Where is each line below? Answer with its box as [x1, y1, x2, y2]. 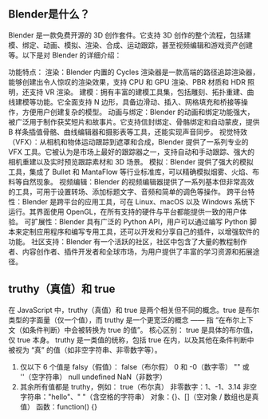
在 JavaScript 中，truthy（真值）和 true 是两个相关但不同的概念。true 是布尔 [8, 305, 260, 314]
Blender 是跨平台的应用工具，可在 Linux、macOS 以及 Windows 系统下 [22, 196, 256, 206]
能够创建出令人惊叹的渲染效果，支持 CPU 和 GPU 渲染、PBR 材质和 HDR [8, 77, 246, 86]
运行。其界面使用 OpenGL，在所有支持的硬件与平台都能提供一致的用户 [8, 207, 241, 216]
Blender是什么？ [8, 7, 90, 22]
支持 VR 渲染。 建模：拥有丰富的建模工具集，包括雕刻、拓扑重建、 [29, 87, 247, 97]
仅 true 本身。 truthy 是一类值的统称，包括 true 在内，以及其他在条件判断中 [8, 334, 254, 345]
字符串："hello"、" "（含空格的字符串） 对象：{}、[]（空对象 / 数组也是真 [19, 392, 259, 401]
